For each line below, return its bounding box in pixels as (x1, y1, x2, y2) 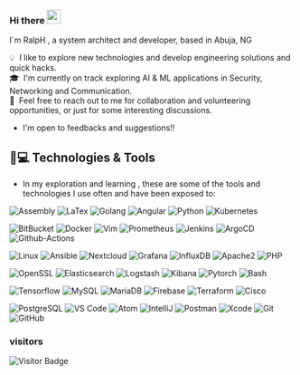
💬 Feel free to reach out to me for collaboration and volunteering (9, 95, 251, 106)
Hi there (9, 14, 45, 26)
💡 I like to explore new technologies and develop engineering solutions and (9, 53, 291, 63)
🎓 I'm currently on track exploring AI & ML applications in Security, (9, 72, 263, 83)
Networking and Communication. (9, 86, 133, 97)
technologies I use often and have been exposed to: (22, 188, 216, 199)
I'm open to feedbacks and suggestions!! (22, 122, 175, 133)
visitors (9, 335, 43, 348)
